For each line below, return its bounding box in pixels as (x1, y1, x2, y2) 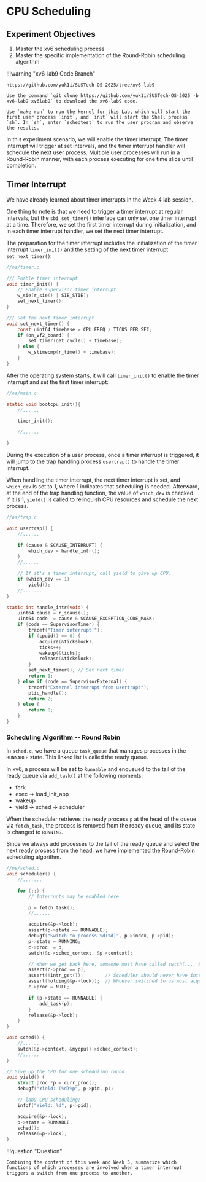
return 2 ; (28, 695, 53, 702)
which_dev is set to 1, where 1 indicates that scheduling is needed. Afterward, (6, 483, 200, 490)
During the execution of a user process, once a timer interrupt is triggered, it (6, 452, 199, 459)
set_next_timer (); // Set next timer (28, 667, 124, 673)
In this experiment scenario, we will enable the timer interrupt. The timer (6, 136, 188, 143)
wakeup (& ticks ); (39, 650, 81, 656)
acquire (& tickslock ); (39, 638, 95, 644)
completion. (6, 162, 37, 169)
